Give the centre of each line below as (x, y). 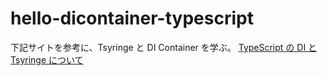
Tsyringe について (47, 59)
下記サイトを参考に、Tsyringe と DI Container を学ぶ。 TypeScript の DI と (164, 47)
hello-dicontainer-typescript (132, 18)
